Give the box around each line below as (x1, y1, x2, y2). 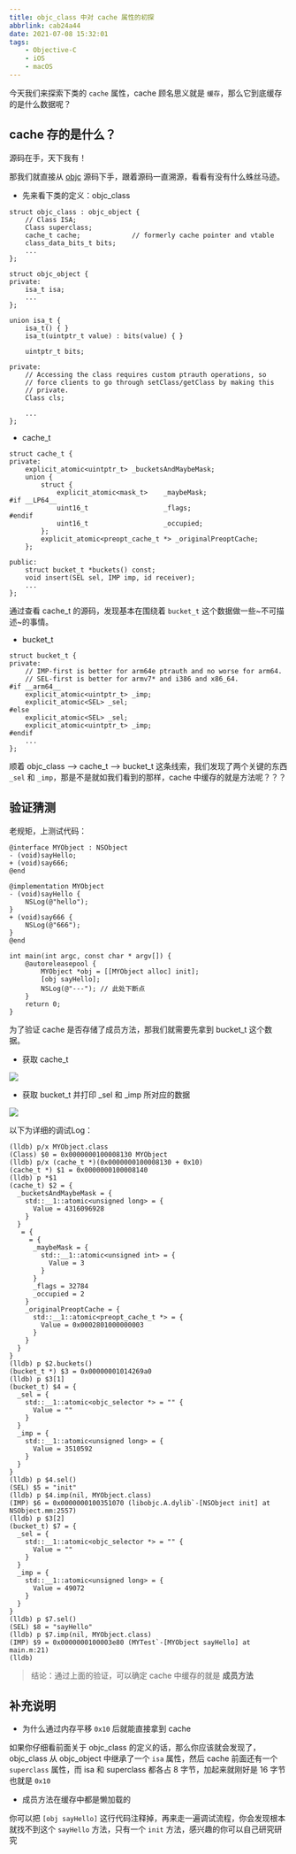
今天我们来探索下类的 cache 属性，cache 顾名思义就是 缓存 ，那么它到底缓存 (9, 88, 283, 98)
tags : (9, 37, 29, 47)
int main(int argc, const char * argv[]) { (9, 951, 172, 960)
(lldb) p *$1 (9, 1173, 57, 1182)
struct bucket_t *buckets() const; (25, 565, 156, 574)
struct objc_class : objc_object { (9, 207, 140, 217)
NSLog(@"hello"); (25, 897, 89, 906)
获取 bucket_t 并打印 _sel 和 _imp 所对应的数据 (21, 1089, 191, 1100)
